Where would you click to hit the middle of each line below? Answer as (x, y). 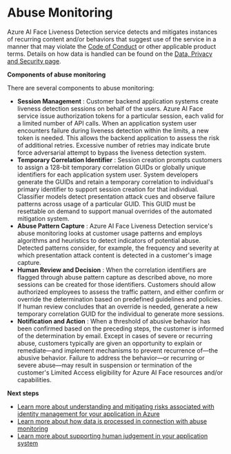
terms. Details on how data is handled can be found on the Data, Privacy (110, 54)
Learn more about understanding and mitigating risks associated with (116, 406)
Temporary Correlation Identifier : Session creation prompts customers (119, 159)
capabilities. (34, 379)
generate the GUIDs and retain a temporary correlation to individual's (115, 181)
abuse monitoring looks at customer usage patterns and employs (109, 233)
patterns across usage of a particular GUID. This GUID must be (106, 204)
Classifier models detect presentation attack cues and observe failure (116, 196)
